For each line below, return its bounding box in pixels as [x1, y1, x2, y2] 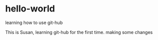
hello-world [5, 3, 56, 14]
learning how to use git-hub [5, 19, 63, 25]
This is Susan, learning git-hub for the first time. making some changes [5, 29, 153, 35]
